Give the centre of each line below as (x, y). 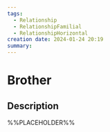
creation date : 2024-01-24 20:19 (55, 40)
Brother (29, 80)
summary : (20, 46)
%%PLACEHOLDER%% (41, 123)
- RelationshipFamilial (47, 26)
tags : (15, 14)
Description (33, 106)
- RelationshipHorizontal (51, 33)
